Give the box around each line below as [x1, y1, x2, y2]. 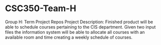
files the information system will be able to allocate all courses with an [5, 29, 145, 35]
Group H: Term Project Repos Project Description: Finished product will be [5, 19, 153, 25]
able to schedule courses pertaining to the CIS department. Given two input [5, 24, 156, 30]
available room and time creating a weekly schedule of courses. [5, 34, 132, 40]
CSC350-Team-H [5, 3, 77, 14]
